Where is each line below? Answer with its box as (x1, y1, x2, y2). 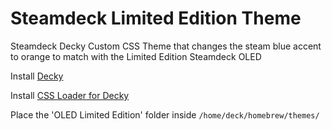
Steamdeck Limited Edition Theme (10, 7, 302, 30)
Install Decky (10, 70, 64, 82)
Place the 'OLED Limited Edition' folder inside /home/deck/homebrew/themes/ (10, 108, 320, 121)
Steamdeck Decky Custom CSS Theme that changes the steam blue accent (10, 40, 322, 52)
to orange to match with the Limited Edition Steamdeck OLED (10, 50, 262, 62)
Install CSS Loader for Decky (10, 89, 130, 101)
